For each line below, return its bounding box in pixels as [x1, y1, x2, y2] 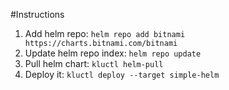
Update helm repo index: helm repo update [24, 47, 202, 59]
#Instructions [10, 9, 65, 20]
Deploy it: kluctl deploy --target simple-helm [24, 69, 220, 80]
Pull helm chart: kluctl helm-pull [24, 58, 164, 69]
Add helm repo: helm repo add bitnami [24, 28, 186, 39]
